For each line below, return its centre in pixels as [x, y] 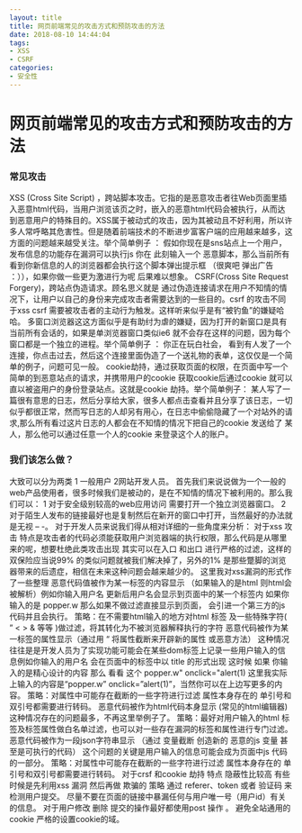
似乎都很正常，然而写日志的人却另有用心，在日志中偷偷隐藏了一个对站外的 [147, 412]
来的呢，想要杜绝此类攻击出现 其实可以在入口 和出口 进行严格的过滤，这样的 [151, 548]
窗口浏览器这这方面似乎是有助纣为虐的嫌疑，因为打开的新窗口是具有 [161, 321]
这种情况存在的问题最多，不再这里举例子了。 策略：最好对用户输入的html [145, 718]
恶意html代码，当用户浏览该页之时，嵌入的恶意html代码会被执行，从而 [147, 209]
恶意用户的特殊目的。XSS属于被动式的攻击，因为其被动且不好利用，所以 [151, 221]
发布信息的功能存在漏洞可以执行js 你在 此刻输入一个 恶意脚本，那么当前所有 [150, 254]
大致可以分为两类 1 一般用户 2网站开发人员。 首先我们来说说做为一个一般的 [147, 481]
